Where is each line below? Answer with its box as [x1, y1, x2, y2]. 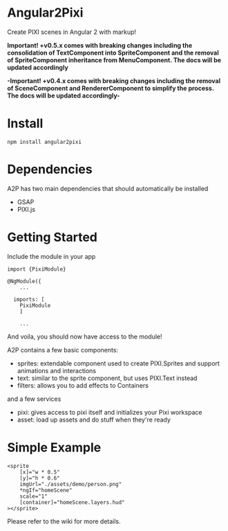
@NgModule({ [7, 278, 41, 285]
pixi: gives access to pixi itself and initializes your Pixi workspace [17, 408, 202, 416]
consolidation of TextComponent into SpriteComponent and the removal [7, 48, 219, 57]
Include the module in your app [7, 252, 96, 260]
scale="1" [19, 493, 48, 500]
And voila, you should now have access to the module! [7, 332, 162, 341]
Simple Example [7, 440, 102, 455]
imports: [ [13, 296, 45, 303]
